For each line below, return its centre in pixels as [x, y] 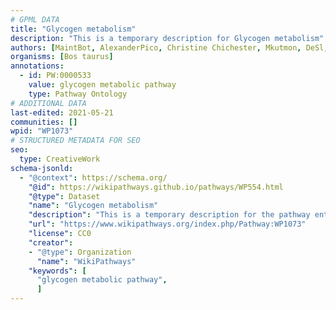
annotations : [37, 66]
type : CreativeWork [60, 159]
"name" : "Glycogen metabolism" [93, 206]
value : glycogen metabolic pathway [102, 85]
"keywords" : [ [57, 271]
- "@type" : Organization [80, 252]
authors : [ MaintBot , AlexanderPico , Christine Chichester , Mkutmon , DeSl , [169, 47]
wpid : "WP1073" [42, 131]
